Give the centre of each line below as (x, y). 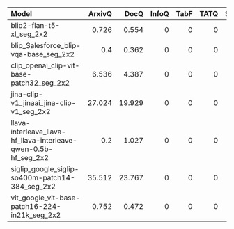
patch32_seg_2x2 (40, 83)
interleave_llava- (38, 132)
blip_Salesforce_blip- (46, 46)
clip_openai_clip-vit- (45, 65)
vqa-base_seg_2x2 (43, 54)
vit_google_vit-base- (46, 198)
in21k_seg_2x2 (36, 215)
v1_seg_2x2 (31, 112)
